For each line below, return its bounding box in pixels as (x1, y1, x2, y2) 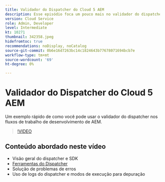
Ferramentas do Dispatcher (12, 160, 68, 166)
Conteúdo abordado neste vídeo (5, 142, 106, 151)
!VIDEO (17, 128, 32, 135)
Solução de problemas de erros (12, 166, 76, 172)
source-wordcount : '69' (5, 57, 54, 62)
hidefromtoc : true (5, 39, 43, 44)
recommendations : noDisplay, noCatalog (5, 44, 87, 48)
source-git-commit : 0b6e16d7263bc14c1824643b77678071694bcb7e (5, 48, 135, 53)
